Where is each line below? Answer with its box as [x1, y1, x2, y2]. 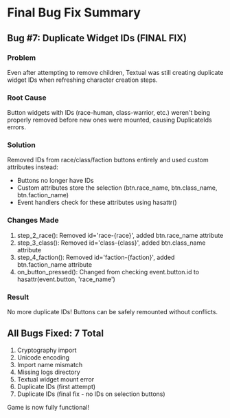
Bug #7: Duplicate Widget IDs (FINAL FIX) [7, 32, 187, 44]
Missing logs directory [16, 368, 80, 376]
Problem [7, 53, 36, 63]
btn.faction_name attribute [16, 260, 93, 269]
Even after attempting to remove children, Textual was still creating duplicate [7, 68, 224, 76]
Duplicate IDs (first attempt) [16, 382, 96, 390]
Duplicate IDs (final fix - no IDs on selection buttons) [16, 390, 166, 398]
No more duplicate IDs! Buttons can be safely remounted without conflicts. [7, 308, 218, 316]
